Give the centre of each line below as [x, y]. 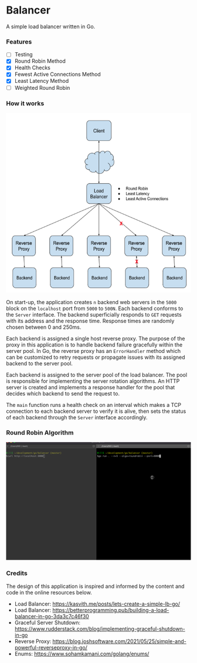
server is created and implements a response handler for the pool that [91, 388]
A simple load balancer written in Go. [51, 26]
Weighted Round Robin [42, 87]
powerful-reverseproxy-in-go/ [51, 647]
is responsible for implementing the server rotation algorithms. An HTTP [93, 381]
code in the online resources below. [49, 592]
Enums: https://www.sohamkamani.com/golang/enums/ [82, 654]
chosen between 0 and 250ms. [44, 327]
